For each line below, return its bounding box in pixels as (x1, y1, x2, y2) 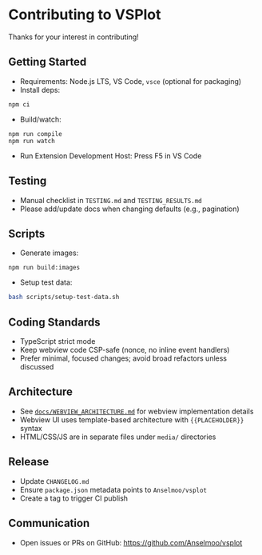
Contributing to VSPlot (8, 6, 161, 24)
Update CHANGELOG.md (19, 476, 89, 485)
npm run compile (8, 130, 62, 138)
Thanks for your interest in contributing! (8, 32, 140, 42)
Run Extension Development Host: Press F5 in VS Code (19, 150, 202, 161)
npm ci (8, 100, 30, 109)
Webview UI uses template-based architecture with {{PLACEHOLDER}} (19, 414, 244, 425)
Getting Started (8, 55, 87, 69)
